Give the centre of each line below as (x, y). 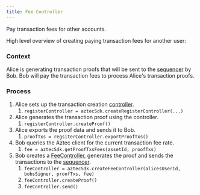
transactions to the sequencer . (53, 162)
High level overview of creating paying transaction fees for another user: (96, 40)
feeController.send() (51, 187)
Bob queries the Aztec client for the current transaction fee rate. (95, 143)
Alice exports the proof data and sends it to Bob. (75, 130)
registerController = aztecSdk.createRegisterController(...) (104, 111)
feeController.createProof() (61, 181)
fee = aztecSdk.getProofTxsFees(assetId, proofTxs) (90, 150)
